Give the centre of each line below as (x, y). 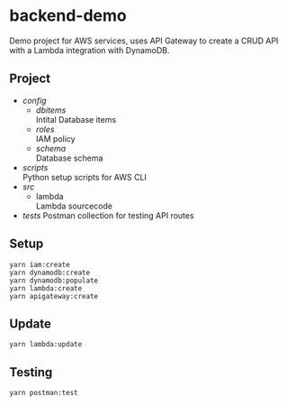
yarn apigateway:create (54, 296)
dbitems (51, 110)
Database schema (69, 158)
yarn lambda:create (46, 288)
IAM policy (55, 138)
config (34, 100)
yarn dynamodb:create (50, 272)
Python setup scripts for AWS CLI (84, 177)
